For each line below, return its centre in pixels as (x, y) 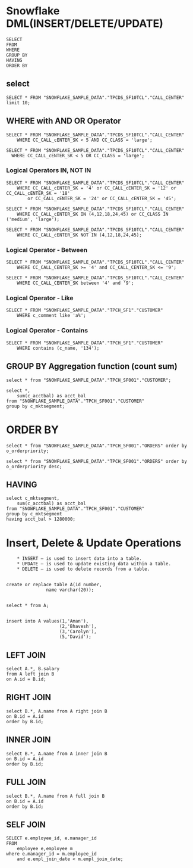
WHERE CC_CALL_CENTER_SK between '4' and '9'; (75, 283)
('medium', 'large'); (33, 219)
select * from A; (28, 606)
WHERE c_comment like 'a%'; (51, 316)
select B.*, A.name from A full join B (56, 796)
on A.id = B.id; (26, 679)
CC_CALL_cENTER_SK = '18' (38, 193)
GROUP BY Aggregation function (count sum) (92, 367)
